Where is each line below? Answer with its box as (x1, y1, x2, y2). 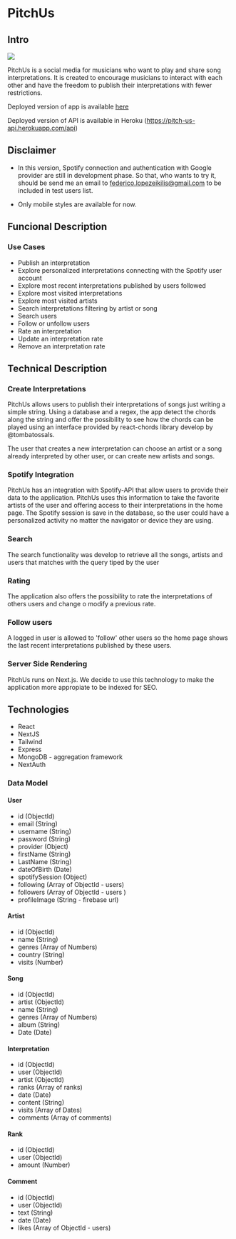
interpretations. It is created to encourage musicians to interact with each (7, 74, 223, 81)
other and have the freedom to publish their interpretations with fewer (7, 81, 212, 89)
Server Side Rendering (7, 659, 88, 669)
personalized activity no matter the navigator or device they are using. (7, 516, 214, 525)
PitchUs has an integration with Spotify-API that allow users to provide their (7, 486, 229, 494)
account (17, 274, 43, 282)
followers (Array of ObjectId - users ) (17, 888, 126, 896)
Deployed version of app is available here (7, 102, 129, 111)
